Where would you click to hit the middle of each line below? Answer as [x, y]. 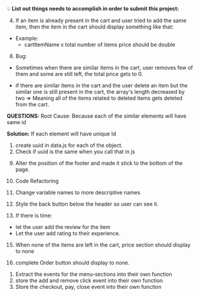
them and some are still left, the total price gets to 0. [79, 74]
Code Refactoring [37, 181]
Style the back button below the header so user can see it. [87, 204]
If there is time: [34, 215]
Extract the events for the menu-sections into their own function [94, 274]
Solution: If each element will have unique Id [61, 134]
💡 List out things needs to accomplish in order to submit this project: [93, 9]
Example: [27, 38]
